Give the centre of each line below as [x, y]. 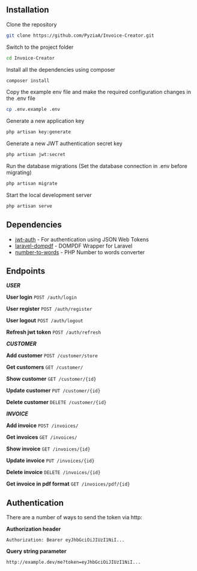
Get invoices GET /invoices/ [42, 437]
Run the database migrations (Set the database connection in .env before [97, 166]
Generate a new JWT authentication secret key [65, 143]
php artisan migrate [32, 184]
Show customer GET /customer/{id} [51, 379]
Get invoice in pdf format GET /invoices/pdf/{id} [68, 484]
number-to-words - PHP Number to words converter [80, 252]
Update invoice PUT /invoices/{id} [50, 461]
